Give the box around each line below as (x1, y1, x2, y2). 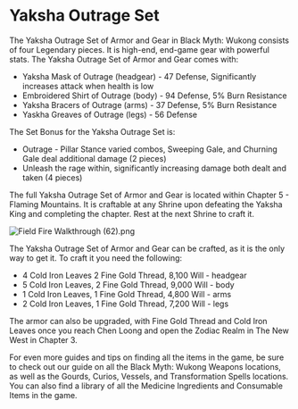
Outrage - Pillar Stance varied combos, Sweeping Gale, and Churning (21, 144, 278, 154)
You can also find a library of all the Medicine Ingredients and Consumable (9, 380, 284, 391)
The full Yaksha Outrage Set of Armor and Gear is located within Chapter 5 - (9, 189, 290, 200)
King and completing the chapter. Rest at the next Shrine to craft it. (9, 208, 254, 219)
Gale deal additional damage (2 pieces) (21, 153, 167, 163)
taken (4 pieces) (21, 171, 83, 183)
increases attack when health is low (21, 80, 154, 91)
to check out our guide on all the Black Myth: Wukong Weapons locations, (9, 361, 281, 371)
